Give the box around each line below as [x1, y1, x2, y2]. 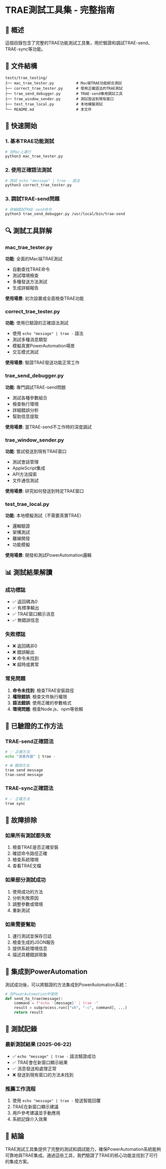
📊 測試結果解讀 [5, 568, 53, 576]
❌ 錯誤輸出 [12, 649, 35, 655]
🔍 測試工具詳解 [5, 226, 53, 235]
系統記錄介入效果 [12, 1116, 48, 1122]
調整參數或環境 [12, 901, 43, 907]
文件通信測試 [12, 477, 39, 483]
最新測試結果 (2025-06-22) [5, 1041, 72, 1048]
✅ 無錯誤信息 [12, 617, 40, 623]
